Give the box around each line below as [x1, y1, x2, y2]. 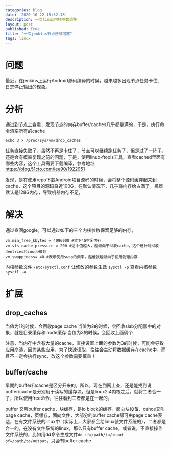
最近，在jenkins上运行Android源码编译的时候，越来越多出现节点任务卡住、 [5, 77, 162, 83]
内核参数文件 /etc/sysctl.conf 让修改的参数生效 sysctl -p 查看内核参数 [5, 264, 157, 270]
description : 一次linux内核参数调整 [5, 17, 77, 22]
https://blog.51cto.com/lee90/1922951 [5, 166, 85, 172]
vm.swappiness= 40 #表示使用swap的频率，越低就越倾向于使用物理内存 [5, 254, 138, 259]
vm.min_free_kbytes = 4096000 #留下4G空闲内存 [5, 238, 102, 243]
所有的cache [18, 128, 45, 134]
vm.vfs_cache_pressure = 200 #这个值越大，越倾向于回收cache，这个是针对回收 [5, 243, 159, 248]
